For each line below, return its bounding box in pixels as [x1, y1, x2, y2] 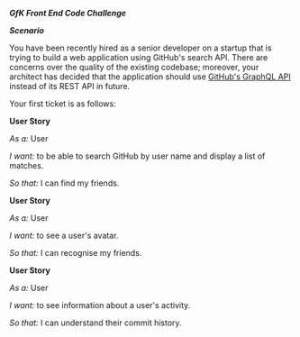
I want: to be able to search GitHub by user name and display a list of [9, 150, 266, 161]
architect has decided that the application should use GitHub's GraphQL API [9, 71, 291, 82]
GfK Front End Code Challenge [9, 8, 127, 18]
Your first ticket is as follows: [9, 98, 116, 109]
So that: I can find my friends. [9, 178, 120, 188]
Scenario [9, 25, 45, 35]
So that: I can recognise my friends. [9, 248, 142, 258]
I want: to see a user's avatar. [9, 230, 119, 241]
